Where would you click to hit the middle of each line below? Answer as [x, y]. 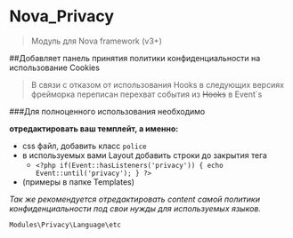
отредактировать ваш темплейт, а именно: [94, 128]
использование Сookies [55, 67]
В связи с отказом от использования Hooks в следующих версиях [158, 84]
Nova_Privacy [61, 16]
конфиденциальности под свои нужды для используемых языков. [135, 208]
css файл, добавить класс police [84, 146]
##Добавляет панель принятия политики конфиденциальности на [135, 58]
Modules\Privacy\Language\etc [65, 225]
